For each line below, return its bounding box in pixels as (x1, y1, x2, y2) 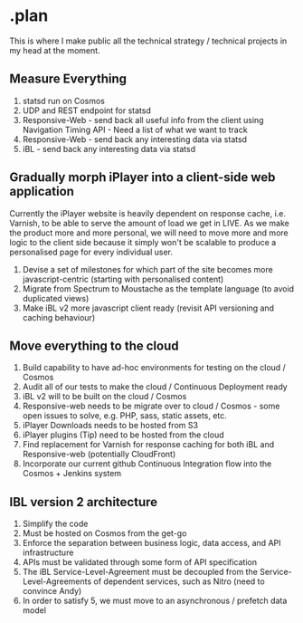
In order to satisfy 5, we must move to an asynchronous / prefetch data (22, 595, 288, 607)
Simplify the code (22, 518, 89, 530)
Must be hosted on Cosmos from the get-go (22, 528, 187, 539)
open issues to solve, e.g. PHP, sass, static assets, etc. (22, 410, 228, 421)
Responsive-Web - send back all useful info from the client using (22, 114, 264, 125)
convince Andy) (22, 586, 82, 597)
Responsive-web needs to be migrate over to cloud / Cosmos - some (22, 400, 280, 412)
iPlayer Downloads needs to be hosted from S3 (22, 420, 199, 431)
